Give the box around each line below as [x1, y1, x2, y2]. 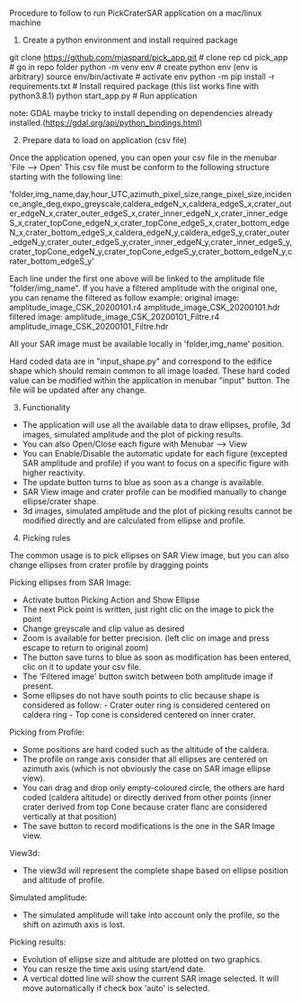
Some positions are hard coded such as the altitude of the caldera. [22, 745, 270, 754]
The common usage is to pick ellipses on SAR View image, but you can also [9, 550, 289, 561]
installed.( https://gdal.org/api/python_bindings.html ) [9, 117, 202, 128]
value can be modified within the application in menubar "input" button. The [9, 375, 290, 385]
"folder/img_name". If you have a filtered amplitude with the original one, [9, 283, 278, 293]
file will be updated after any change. [9, 384, 147, 395]
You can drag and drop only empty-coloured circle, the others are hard [22, 782, 285, 793]
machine [9, 17, 42, 28]
